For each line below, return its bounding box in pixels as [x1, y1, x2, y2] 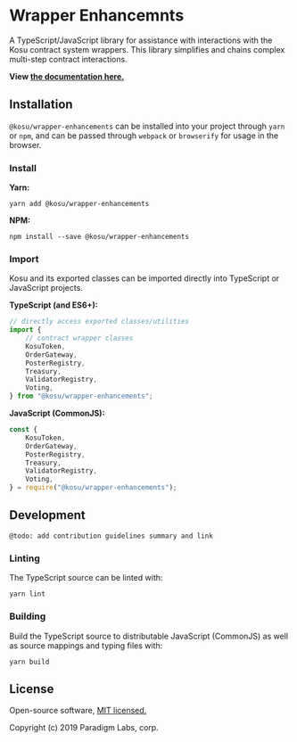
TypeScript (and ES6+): [9, 300, 98, 310]
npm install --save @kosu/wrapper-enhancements [9, 233, 190, 242]
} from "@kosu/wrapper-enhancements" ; [9, 392, 153, 401]
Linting [9, 552, 40, 565]
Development [9, 507, 87, 523]
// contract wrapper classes [25, 334, 134, 343]
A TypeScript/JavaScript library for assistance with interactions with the [9, 35, 273, 45]
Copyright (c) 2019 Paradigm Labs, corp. [9, 722, 159, 733]
